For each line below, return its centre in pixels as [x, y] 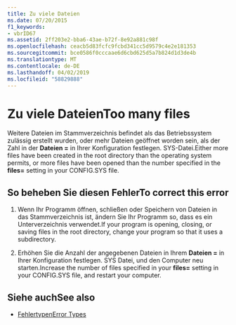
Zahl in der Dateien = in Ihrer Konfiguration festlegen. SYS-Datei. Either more [118, 148]
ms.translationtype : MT [42, 60]
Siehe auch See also [51, 297]
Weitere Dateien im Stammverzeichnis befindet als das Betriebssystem [110, 133]
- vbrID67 [22, 33]
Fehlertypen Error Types [52, 314]
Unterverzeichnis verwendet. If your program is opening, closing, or [114, 225]
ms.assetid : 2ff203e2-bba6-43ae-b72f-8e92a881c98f [83, 40]
